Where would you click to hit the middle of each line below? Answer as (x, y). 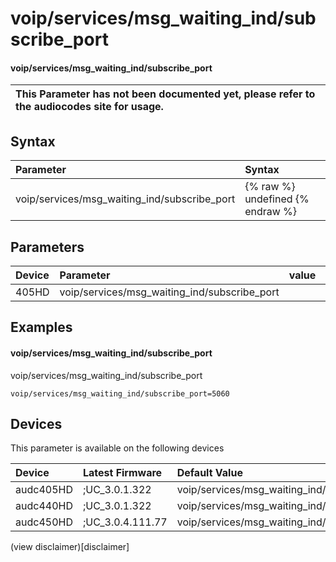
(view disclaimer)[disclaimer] (70, 547)
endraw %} (271, 212)
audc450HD (44, 522)
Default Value (209, 473)
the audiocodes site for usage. (89, 107)
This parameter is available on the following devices (117, 448)
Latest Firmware (122, 473)
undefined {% (277, 199)
